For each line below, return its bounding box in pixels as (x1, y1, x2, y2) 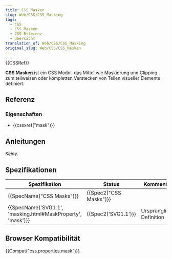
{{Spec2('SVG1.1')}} (87, 210, 137, 218)
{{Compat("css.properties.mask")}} (5, 248, 80, 254)
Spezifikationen (5, 165, 57, 174)
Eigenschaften (5, 111, 42, 118)
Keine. (5, 150, 19, 157)
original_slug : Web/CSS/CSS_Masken (5, 46, 81, 51)
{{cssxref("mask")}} (12, 122, 55, 128)
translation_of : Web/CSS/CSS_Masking (5, 41, 86, 46)
